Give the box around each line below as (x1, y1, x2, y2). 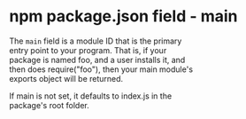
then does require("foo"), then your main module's (9, 64, 193, 75)
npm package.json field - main (9, 6, 238, 27)
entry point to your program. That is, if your (9, 44, 167, 55)
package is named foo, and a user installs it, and (9, 54, 186, 65)
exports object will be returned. (9, 73, 124, 83)
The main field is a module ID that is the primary (9, 36, 182, 46)
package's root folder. (9, 99, 90, 110)
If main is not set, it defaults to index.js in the (9, 91, 173, 101)
